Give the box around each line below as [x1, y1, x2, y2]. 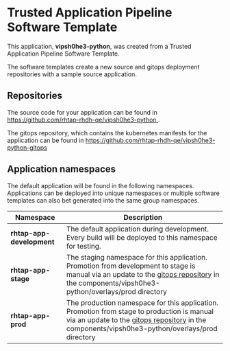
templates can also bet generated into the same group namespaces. [7, 196, 200, 204]
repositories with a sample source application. [7, 70, 137, 78]
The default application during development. [66, 224, 209, 234]
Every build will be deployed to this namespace [66, 232, 218, 242]
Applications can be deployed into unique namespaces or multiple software [7, 189, 220, 197]
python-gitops [7, 143, 48, 152]
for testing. [66, 241, 101, 251]
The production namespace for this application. [66, 297, 219, 307]
